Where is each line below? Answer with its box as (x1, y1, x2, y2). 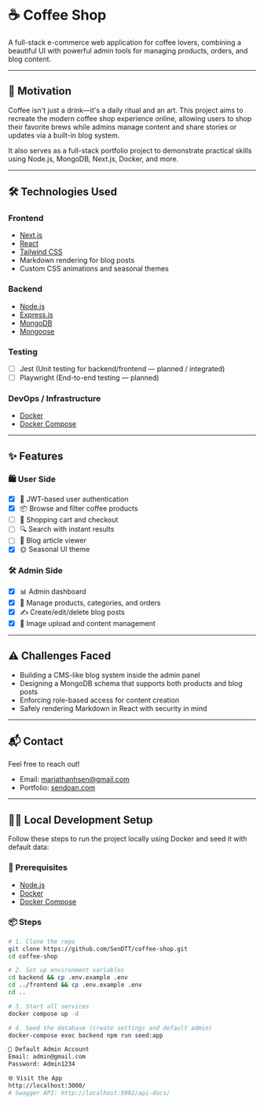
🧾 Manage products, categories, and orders (19, 598, 161, 607)
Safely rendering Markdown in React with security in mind (19, 703, 207, 713)
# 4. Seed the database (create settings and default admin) (8, 1024, 213, 1032)
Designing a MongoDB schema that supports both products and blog (19, 678, 243, 688)
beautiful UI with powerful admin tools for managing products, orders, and (8, 46, 248, 55)
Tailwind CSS (19, 247, 63, 256)
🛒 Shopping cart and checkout (19, 515, 119, 525)
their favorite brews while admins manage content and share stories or (8, 122, 237, 131)
